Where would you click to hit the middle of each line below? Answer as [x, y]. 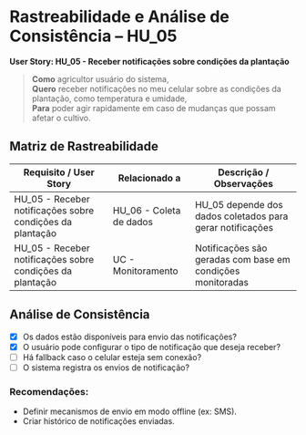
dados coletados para [241, 216]
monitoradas [221, 282]
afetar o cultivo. [61, 118]
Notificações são [231, 248]
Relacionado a [149, 178]
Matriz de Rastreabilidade [84, 146]
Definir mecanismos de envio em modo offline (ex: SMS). [129, 411]
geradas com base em [243, 259]
